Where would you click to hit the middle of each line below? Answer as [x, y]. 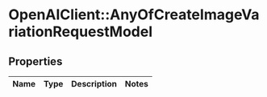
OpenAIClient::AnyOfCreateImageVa [134, 15]
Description [94, 84]
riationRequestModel [81, 32]
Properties [35, 61]
